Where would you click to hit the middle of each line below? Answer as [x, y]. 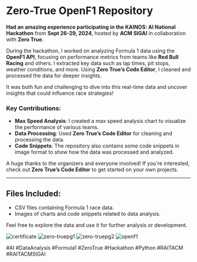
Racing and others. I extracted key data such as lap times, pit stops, [88, 63]
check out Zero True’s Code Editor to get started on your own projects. [92, 170]
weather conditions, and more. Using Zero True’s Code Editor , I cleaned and [98, 69]
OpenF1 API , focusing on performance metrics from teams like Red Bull [92, 57]
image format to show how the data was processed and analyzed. [94, 152]
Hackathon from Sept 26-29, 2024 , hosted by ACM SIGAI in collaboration [96, 33]
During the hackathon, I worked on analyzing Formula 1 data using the [90, 50]
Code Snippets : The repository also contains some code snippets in [97, 146]
